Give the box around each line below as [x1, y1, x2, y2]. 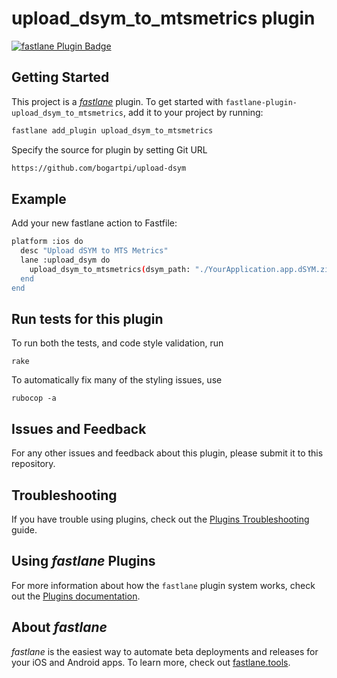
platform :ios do [11, 237, 84, 247]
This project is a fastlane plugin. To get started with [11, 95, 224, 107]
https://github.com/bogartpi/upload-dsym [11, 163, 187, 173]
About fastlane [11, 619, 108, 636]
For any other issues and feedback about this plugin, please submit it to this [11, 447, 324, 459]
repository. [11, 458, 56, 470]
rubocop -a [11, 393, 57, 404]
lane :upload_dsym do [20, 255, 111, 266]
